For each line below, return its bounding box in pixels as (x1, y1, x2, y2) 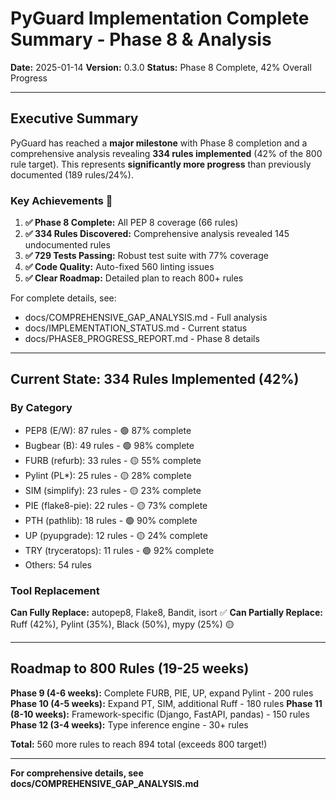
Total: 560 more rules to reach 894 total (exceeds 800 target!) (10, 738, 268, 750)
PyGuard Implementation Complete (10, 7, 310, 30)
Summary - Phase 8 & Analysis (10, 28, 272, 51)
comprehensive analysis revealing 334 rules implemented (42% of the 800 (10, 147, 323, 159)
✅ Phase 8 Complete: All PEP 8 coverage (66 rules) (24, 217, 239, 229)
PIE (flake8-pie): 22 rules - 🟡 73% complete (24, 499, 208, 511)
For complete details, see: (10, 292, 117, 304)
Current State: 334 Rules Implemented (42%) (10, 371, 300, 388)
